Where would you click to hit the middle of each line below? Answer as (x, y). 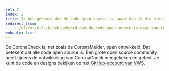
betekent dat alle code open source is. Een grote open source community (81, 52)
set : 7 (12, 10)
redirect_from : (21, 24)
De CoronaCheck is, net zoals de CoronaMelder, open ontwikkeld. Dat (78, 47)
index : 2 (14, 14)
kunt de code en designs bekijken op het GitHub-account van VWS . (75, 63)
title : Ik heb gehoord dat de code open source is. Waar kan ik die (78, 19)
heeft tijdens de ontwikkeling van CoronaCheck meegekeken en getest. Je (82, 58)
